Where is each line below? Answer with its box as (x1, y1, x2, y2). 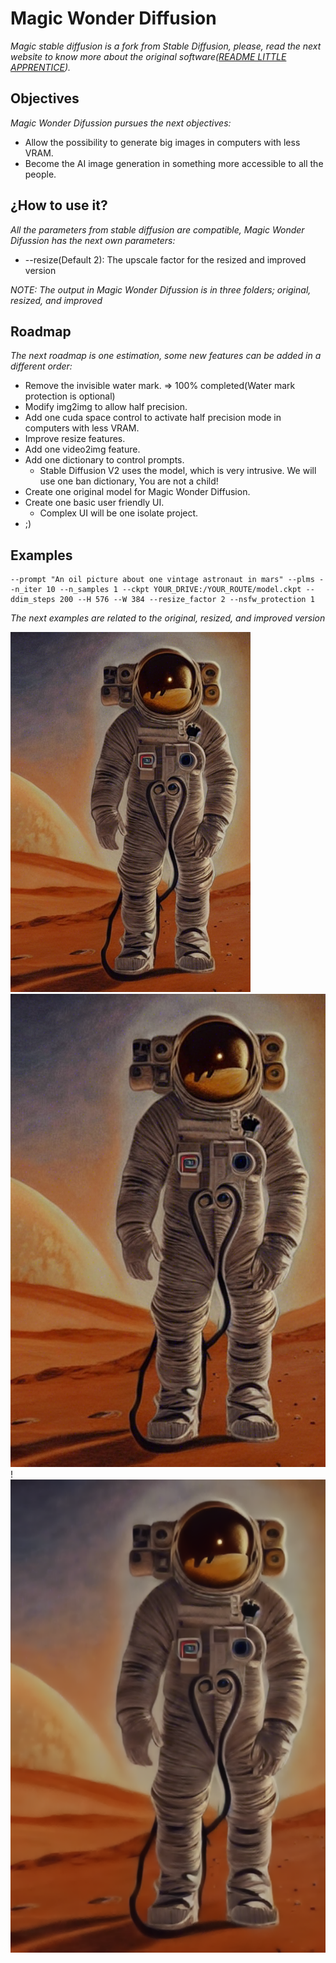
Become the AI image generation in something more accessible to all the (24, 157, 324, 169)
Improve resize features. (24, 433, 126, 445)
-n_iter (10, 585, 43, 595)
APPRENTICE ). (10, 61, 72, 73)
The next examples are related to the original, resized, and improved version (10, 612, 326, 624)
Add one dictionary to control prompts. (24, 454, 185, 466)
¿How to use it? (10, 197, 108, 214)
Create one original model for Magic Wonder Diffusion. (24, 486, 251, 498)
